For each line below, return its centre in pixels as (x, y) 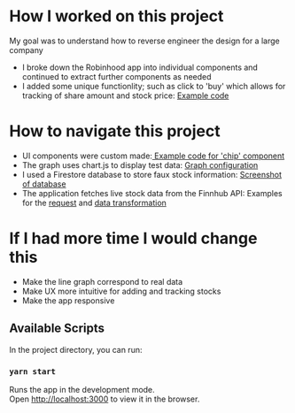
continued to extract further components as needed (116, 76)
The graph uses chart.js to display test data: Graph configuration (140, 164)
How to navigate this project (115, 131)
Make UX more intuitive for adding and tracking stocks (121, 291)
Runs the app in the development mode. (82, 389)
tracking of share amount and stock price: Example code (125, 96)
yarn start (32, 371)
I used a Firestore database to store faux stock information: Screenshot (151, 174)
